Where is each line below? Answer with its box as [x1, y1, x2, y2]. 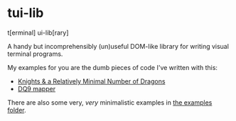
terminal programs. [7, 50, 63, 58]
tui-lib [7, 5, 44, 21]
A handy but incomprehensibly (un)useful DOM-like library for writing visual [7, 42, 230, 50]
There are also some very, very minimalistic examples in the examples [7, 98, 213, 107]
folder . [7, 105, 26, 114]
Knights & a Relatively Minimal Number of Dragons [17, 76, 166, 86]
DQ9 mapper [17, 84, 55, 93]
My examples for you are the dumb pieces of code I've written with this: [7, 63, 218, 71]
